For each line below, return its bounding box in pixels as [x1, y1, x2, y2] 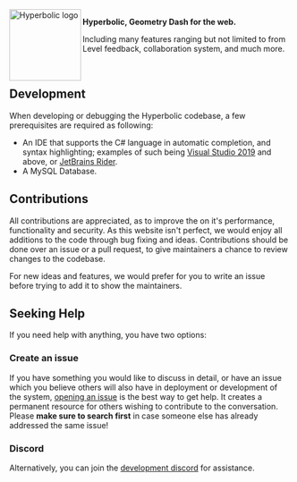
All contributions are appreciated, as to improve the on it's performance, [9, 215, 276, 226]
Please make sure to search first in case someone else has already [9, 410, 259, 421]
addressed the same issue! [9, 419, 109, 430]
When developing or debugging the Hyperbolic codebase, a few [9, 110, 246, 121]
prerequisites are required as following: [9, 120, 154, 131]
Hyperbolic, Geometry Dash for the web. [82, 17, 237, 27]
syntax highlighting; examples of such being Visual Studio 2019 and [21, 147, 272, 157]
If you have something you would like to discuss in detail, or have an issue [9, 372, 282, 383]
